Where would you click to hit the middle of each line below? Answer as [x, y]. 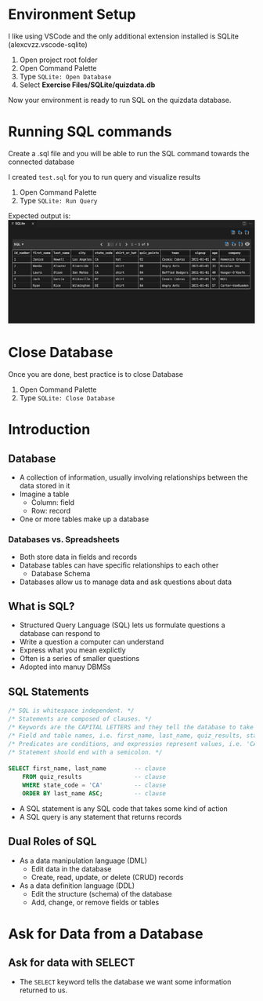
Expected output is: [40, 216]
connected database [41, 162]
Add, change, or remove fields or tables [95, 902]
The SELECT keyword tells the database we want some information [125, 981]
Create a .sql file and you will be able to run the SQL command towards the [129, 153]
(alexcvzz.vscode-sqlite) [48, 44]
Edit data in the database [71, 868]
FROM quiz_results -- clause [94, 777]
